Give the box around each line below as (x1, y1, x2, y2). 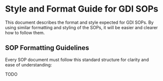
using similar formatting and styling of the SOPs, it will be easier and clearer (5, 24, 158, 30)
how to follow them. (5, 30, 45, 35)
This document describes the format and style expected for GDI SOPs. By (5, 19, 154, 25)
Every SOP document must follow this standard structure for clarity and (5, 57, 149, 63)
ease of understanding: (5, 62, 52, 67)
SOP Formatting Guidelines (5, 44, 90, 52)
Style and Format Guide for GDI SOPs (5, 3, 159, 15)
